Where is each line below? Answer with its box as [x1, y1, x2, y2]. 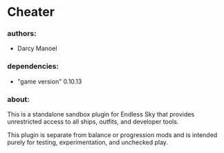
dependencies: [7, 61, 59, 71]
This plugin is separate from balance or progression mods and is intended [7, 131, 218, 139]
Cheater [7, 4, 55, 20]
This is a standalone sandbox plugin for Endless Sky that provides [7, 110, 195, 119]
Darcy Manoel [17, 44, 57, 52]
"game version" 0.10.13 [17, 77, 82, 85]
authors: [7, 29, 37, 39]
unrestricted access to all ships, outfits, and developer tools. [7, 118, 179, 126]
